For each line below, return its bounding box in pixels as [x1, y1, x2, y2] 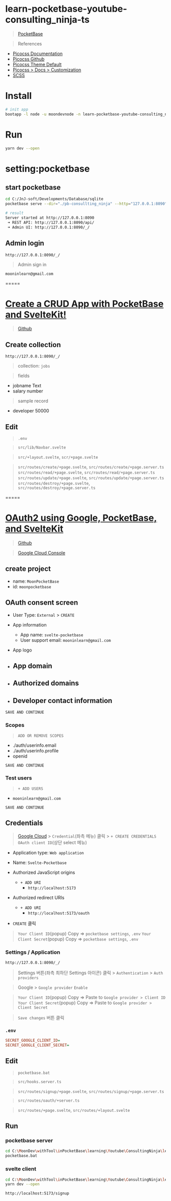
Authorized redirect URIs [12, 894, 65, 900]
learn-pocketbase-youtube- [5, 3, 127, 15]
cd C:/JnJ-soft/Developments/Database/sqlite [5, 197, 103, 202]
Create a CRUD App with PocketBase [5, 298, 164, 309]
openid [12, 753, 28, 759]
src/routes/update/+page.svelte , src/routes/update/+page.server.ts [17, 475, 164, 481]
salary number [12, 388, 43, 394]
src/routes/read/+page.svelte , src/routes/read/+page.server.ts [17, 469, 155, 476]
